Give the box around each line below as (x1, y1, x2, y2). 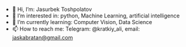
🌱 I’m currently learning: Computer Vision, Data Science (12, 19, 152, 25)
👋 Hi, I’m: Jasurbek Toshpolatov (12, 6, 93, 13)
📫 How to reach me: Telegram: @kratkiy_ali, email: (12, 25, 140, 33)
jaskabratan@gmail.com (12, 34, 73, 41)
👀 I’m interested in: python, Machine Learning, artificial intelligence (12, 12, 180, 19)
